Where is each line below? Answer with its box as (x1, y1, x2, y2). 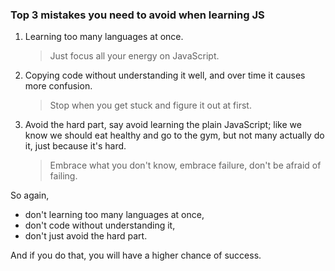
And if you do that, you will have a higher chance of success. (10, 249, 262, 262)
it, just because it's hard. (24, 140, 127, 152)
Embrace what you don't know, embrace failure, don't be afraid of (49, 159, 322, 172)
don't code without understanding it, (24, 219, 176, 232)
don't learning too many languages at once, (24, 209, 205, 221)
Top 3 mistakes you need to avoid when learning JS (10, 8, 265, 22)
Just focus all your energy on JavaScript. (49, 50, 220, 62)
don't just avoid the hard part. (24, 230, 148, 242)
